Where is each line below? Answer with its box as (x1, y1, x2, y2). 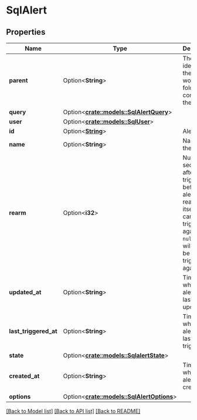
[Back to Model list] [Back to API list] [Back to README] (6, 408, 141, 415)
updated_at (9, 288, 42, 296)
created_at (9, 372, 40, 380)
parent (9, 76, 28, 84)
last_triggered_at (9, 327, 57, 335)
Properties (6, 27, 46, 37)
